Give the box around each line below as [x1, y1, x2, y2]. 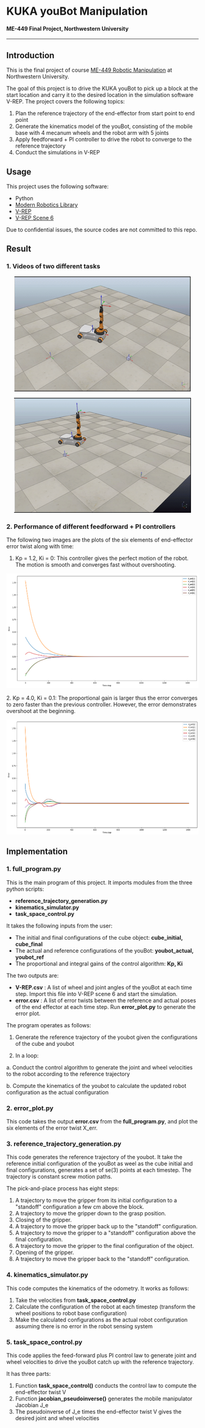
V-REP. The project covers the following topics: [6, 98, 125, 105]
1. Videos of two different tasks [6, 262, 101, 271]
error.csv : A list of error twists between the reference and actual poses [15, 997, 196, 1004]
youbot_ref [15, 953, 45, 961]
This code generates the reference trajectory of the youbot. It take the [6, 1154, 183, 1161]
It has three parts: [6, 1370, 51, 1377]
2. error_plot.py [6, 1104, 54, 1113]
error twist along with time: [6, 543, 74, 550]
